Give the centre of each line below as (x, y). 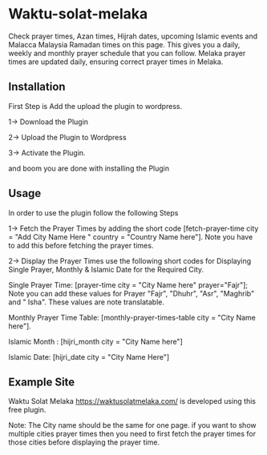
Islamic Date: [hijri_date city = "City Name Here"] (89, 356)
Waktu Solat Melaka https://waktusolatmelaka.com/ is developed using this (132, 401)
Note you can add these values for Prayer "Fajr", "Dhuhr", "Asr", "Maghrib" (131, 293)
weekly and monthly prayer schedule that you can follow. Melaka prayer (127, 53)
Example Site (42, 382)
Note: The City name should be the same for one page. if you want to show (132, 425)
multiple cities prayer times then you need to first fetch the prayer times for (132, 434)
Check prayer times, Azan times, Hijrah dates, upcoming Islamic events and (133, 36)
